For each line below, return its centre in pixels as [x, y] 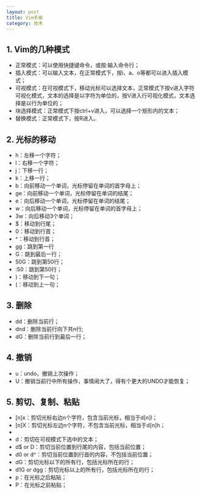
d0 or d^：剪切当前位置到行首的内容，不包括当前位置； [84, 454]
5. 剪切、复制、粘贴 [43, 402]
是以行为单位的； [42, 103]
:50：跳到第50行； [39, 269]
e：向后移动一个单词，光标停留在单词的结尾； [73, 201]
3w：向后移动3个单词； [45, 216]
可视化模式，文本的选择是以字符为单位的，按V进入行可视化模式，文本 [102, 96]
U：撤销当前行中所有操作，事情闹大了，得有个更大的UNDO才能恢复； [102, 381]
